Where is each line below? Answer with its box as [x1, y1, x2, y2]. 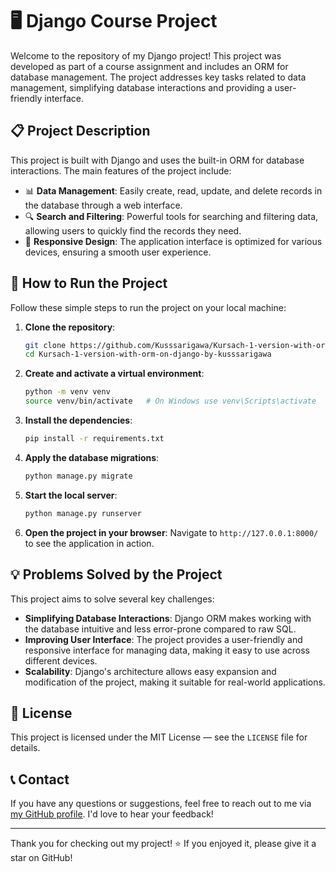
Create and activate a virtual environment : [24, 368, 205, 380]
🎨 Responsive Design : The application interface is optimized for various [24, 235, 323, 247]
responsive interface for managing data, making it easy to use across [24, 644, 310, 656]
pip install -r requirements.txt [24, 434, 165, 444]
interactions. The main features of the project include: [10, 164, 232, 177]
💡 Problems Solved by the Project [10, 566, 223, 583]
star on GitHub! [10, 852, 73, 864]
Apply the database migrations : [24, 451, 160, 463]
